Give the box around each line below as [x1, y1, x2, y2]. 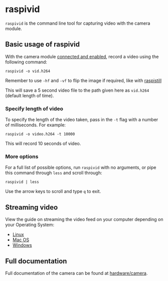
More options [5, 153, 39, 160]
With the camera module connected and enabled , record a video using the [5, 53, 159, 59]
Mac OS [12, 237, 29, 243]
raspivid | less [5, 180, 39, 185]
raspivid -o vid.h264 [5, 68, 51, 74]
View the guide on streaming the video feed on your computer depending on [5, 217, 163, 223]
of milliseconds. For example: [5, 122, 66, 128]
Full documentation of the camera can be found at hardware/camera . [5, 270, 148, 276]
